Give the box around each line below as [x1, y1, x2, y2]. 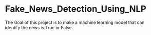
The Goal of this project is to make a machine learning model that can [5, 19, 145, 25]
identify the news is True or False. [5, 24, 73, 30]
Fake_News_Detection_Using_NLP [5, 3, 147, 15]
